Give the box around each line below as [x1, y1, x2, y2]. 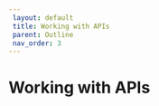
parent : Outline [12, 30, 74, 39]
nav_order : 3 [12, 38, 62, 48]
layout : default [12, 13, 74, 23]
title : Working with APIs [12, 22, 110, 31]
